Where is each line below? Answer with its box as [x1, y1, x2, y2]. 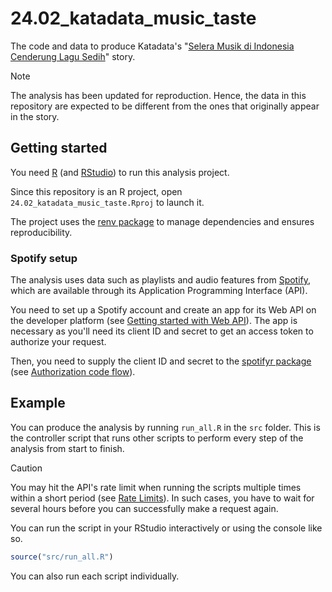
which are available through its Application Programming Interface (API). [10, 285, 308, 297]
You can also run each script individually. [10, 570, 180, 582]
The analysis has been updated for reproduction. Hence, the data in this [10, 89, 307, 101]
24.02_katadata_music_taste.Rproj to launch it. [10, 196, 205, 208]
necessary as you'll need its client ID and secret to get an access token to [10, 325, 314, 337]
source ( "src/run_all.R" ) [10, 552, 114, 562]
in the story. [10, 110, 60, 122]
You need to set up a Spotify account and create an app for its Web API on [10, 304, 317, 316]
